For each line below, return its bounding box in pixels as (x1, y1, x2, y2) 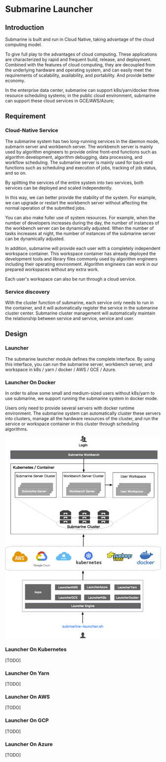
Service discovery (5, 288, 50, 295)
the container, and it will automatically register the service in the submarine (5, 305, 158, 311)
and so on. (5, 170, 27, 176)
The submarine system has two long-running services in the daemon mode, (5, 138, 160, 144)
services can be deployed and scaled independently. (5, 185, 113, 190)
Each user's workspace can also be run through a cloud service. (5, 276, 136, 282)
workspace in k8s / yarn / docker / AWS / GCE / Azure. (5, 366, 117, 373)
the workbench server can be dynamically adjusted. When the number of (5, 225, 154, 231)
